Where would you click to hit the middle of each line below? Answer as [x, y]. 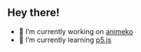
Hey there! [34, 13]
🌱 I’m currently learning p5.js [65, 40]
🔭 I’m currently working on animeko [76, 31]
